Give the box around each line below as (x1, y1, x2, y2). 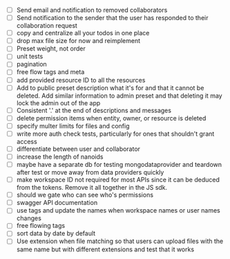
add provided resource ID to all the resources (16, 75, 146, 84)
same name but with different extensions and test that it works (16, 245, 195, 253)
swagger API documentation (16, 199, 98, 207)
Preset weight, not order (16, 44, 86, 53)
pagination (16, 60, 48, 69)
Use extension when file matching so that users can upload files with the (16, 237, 224, 245)
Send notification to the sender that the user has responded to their (16, 14, 209, 22)
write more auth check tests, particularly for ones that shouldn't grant (16, 129, 215, 138)
